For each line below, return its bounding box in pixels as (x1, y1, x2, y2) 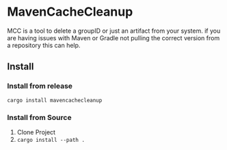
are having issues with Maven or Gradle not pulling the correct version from (7, 33, 220, 42)
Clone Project (16, 127, 56, 136)
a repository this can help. (7, 41, 81, 49)
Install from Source (7, 112, 72, 122)
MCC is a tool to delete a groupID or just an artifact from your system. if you (7, 27, 221, 35)
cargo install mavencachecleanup (7, 97, 103, 104)
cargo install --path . (16, 136, 85, 143)
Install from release (7, 81, 73, 91)
